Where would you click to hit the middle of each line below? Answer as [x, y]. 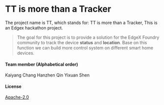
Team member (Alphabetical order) [42, 64]
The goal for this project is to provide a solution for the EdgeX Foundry [88, 37]
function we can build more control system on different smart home [85, 48]
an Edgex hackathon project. [34, 27]
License [13, 86]
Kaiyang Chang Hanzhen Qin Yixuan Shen [47, 75]
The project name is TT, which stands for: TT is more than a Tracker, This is [81, 23]
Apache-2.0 [17, 97]
